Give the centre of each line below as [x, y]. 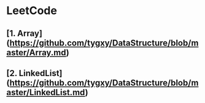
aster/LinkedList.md [46, 92]
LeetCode [32, 11]
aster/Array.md [36, 52]
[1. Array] [25, 33]
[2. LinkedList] [34, 73]
